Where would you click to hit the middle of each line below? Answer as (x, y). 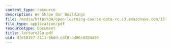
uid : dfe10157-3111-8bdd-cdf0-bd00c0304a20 (52, 38)
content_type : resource (31, 10)
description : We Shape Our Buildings (45, 14)
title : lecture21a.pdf (29, 33)
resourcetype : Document (31, 28)
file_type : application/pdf (35, 24)
